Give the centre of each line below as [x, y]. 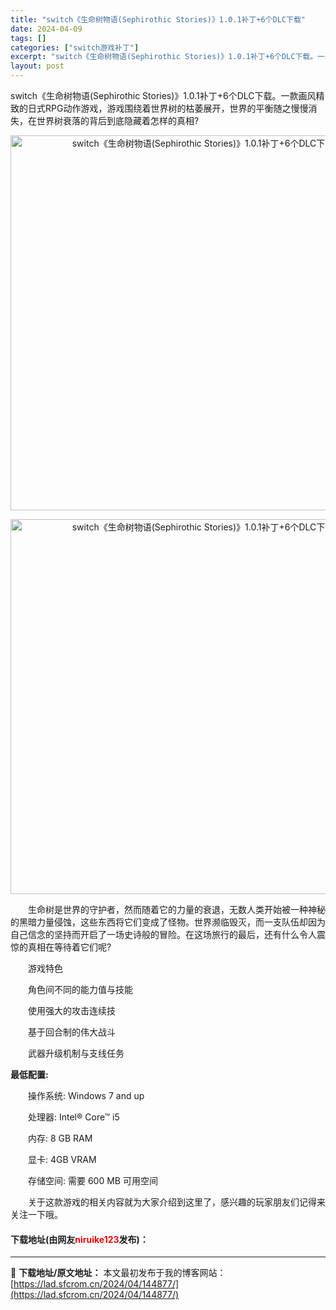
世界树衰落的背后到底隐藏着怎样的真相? [118, 120]
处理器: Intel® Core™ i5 [73, 1117]
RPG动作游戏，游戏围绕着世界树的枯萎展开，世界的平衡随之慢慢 [176, 108]
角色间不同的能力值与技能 [80, 989]
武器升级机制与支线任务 [76, 1053]
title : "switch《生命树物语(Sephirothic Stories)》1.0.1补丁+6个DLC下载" [158, 19]
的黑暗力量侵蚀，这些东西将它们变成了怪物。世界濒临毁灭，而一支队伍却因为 [168, 922]
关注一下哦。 [36, 1214]
